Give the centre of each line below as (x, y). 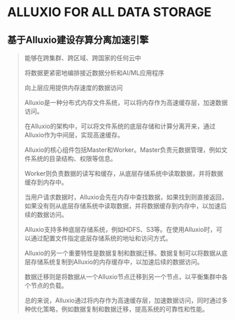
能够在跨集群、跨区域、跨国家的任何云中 (83, 58)
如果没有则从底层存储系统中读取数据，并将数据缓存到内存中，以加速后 (126, 206)
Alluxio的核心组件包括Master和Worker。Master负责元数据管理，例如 (123, 150)
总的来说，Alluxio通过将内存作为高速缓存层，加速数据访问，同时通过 (123, 300)
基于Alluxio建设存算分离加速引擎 (78, 40)
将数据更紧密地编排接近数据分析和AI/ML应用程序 (94, 73)
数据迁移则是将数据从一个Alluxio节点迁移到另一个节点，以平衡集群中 (123, 277)
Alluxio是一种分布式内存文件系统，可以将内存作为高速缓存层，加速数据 (126, 103)
